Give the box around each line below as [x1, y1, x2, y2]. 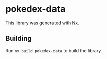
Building [5, 34, 32, 43]
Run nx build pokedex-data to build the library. [5, 47, 102, 53]
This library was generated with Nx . [5, 20, 79, 26]
